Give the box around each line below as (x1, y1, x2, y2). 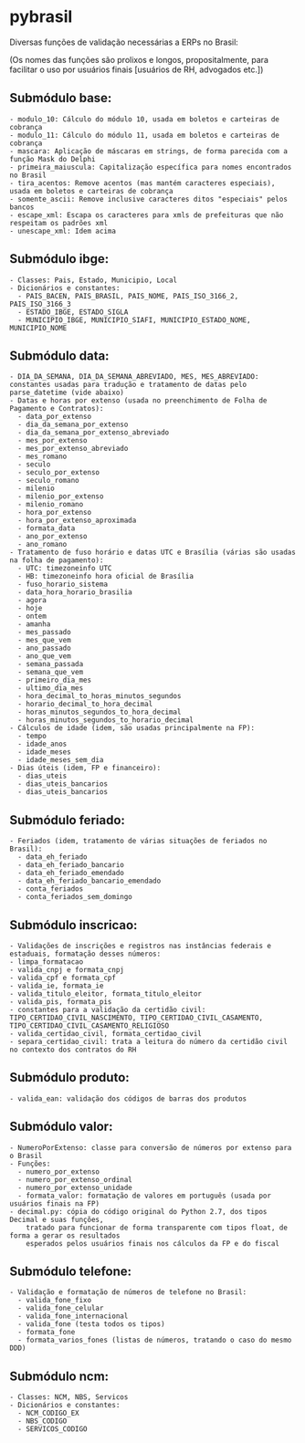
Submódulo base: (9, 90, 112, 106)
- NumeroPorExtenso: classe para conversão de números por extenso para (9, 1143, 292, 1152)
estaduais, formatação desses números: (9, 949, 162, 958)
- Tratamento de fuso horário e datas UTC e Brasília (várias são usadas (9, 548, 297, 558)
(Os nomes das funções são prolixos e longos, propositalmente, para (9, 54, 269, 65)
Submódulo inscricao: (9, 917, 138, 933)
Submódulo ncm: (9, 1368, 110, 1384)
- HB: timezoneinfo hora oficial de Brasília (17, 572, 195, 581)
